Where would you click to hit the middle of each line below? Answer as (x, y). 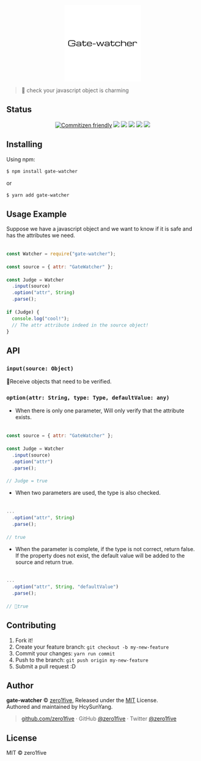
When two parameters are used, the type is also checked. (88, 493)
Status (19, 110)
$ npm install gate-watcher (42, 171)
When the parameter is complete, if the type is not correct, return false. (105, 549)
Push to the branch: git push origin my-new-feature (82, 660)
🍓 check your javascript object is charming (75, 90)
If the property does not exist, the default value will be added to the (100, 555)
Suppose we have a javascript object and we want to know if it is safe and (99, 229)
